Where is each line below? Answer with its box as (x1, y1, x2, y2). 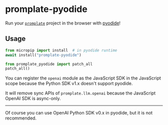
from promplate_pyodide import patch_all (5, 61, 93, 66)
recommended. (5, 115, 36, 121)
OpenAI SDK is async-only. (5, 95, 61, 101)
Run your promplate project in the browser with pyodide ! (5, 20, 121, 26)
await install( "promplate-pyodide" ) (5, 52, 81, 57)
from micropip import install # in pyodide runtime (5, 47, 117, 53)
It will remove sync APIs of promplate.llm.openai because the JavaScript (5, 90, 156, 96)
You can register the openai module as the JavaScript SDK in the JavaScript (5, 75, 161, 81)
